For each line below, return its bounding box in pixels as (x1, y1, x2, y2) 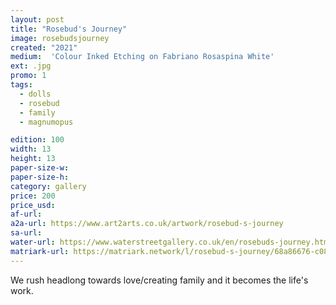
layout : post (10, 14, 65, 25)
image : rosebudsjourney (10, 33, 110, 43)
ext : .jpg (10, 61, 52, 71)
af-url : (10, 209, 43, 220)
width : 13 (10, 144, 52, 155)
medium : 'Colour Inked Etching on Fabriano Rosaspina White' (10, 52, 275, 62)
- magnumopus (19, 117, 74, 127)
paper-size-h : (10, 172, 70, 182)
